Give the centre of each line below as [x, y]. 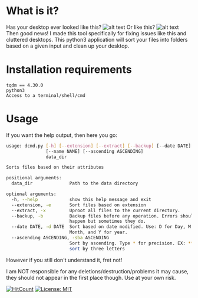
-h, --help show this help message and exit [81, 199]
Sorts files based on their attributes [55, 168]
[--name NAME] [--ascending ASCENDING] [95, 151]
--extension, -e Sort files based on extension [79, 205]
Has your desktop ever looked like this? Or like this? [80, 27]
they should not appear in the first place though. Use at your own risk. [91, 277]
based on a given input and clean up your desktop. [68, 46]
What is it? [33, 11]
